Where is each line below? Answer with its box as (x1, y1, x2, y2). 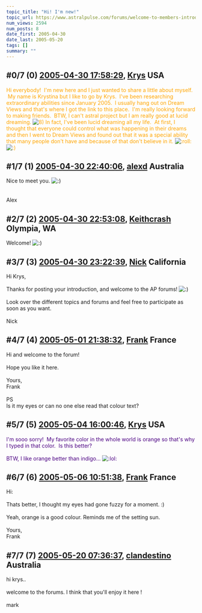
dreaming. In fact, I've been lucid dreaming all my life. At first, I (6, 118, 176, 125)
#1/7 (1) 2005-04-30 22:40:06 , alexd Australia (6, 161, 185, 172)
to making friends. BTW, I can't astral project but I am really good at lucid (6, 112, 188, 119)
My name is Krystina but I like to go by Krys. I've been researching (7, 93, 174, 100)
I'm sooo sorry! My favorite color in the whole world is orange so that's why (6, 435, 195, 443)
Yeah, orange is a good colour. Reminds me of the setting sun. (6, 514, 161, 521)
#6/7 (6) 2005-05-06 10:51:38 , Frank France (6, 472, 176, 482)
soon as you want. (6, 305, 52, 312)
